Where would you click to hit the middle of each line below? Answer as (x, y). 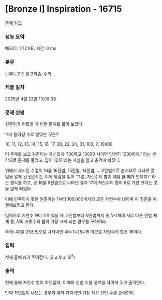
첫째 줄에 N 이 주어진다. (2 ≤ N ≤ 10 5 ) (40, 257)
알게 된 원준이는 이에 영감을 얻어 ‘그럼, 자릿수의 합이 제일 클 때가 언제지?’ (82, 177)
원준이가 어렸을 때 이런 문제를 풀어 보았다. (44, 124)
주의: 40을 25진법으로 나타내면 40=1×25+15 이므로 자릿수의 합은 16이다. (74, 232)
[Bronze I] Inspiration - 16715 (64, 9)
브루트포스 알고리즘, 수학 (28, 73)
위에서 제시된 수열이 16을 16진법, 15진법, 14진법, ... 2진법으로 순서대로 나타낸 (77, 170)
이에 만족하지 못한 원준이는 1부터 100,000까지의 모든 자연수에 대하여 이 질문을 (78, 199)
